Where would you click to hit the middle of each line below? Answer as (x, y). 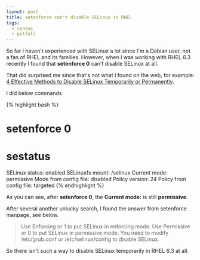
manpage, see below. (33, 215)
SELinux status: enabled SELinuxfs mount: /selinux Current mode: (87, 173)
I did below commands (34, 93)
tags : (13, 23)
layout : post (22, 12)
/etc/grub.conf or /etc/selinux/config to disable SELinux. (90, 239)
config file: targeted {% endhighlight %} (55, 185)
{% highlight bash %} (33, 105)
